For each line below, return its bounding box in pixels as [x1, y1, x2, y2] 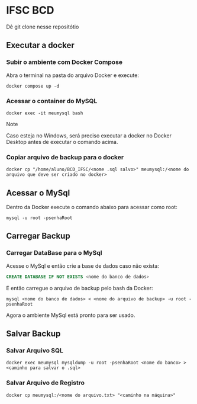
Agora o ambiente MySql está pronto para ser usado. [6, 312, 135, 319]
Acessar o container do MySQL [6, 97, 98, 105]
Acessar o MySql [6, 188, 70, 198]
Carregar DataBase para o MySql [6, 249, 102, 257]
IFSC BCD [6, 4, 54, 17]
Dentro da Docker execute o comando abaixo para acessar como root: [6, 204, 177, 211]
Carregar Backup [6, 231, 70, 241]
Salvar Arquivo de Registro [6, 379, 85, 387]
